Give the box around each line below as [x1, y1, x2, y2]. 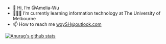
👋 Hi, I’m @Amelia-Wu [12, 5, 60, 11]
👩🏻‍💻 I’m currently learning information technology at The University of [12, 10, 161, 16]
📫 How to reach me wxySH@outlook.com [12, 21, 102, 27]
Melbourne [12, 16, 36, 21]
